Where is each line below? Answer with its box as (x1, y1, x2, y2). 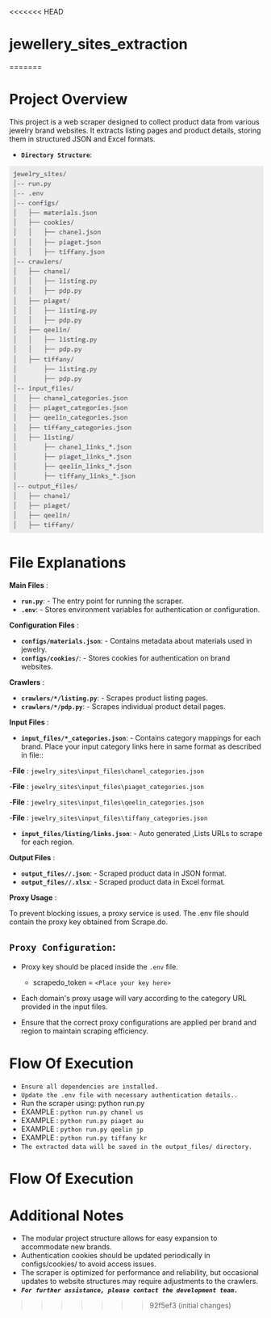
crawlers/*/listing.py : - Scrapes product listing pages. (20, 693, 208, 703)
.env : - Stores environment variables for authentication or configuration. (20, 605, 261, 615)
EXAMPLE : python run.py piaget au (20, 1115, 144, 1125)
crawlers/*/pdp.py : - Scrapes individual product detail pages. (20, 702, 227, 712)
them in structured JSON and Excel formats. (9, 133, 156, 144)
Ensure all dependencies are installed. (20, 1083, 159, 1091)
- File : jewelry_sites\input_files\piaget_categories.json (9, 782, 205, 792)
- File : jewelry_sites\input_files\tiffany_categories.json (9, 813, 208, 823)
